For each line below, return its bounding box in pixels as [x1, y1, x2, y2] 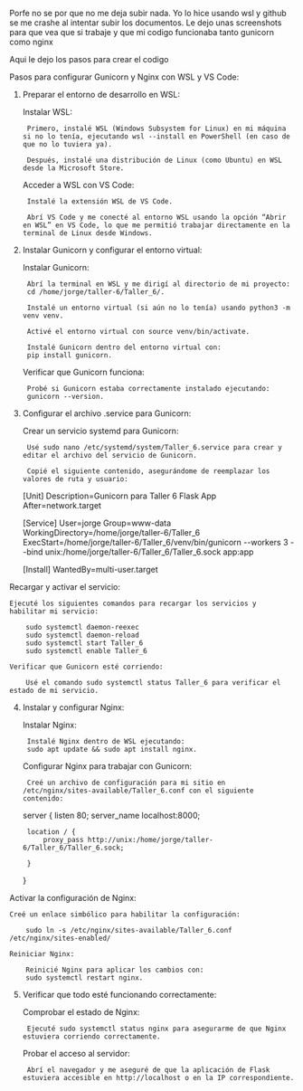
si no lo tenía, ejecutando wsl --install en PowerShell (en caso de [22, 132, 291, 141]
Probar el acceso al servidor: [22, 1048, 130, 1058]
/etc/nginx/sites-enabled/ [9, 934, 111, 943]
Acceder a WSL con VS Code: [22, 180, 135, 190]
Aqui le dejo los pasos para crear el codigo [9, 54, 169, 64]
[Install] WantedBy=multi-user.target [22, 564, 158, 574]
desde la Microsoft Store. [22, 164, 125, 173]
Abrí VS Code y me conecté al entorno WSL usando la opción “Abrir [26, 213, 287, 222]
